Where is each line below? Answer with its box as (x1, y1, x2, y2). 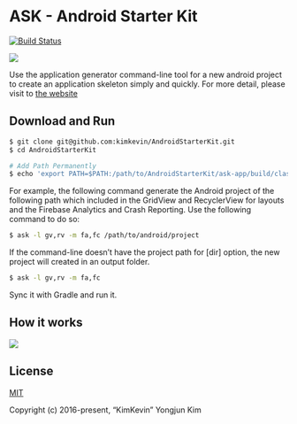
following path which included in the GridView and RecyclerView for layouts (9, 195, 285, 205)
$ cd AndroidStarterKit (9, 145, 97, 154)
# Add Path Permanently (9, 161, 97, 170)
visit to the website (9, 88, 78, 98)
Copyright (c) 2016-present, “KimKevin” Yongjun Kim (9, 405, 202, 415)
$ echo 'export (9, 170, 65, 179)
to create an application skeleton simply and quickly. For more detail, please (9, 78, 286, 89)
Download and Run (9, 113, 116, 129)
